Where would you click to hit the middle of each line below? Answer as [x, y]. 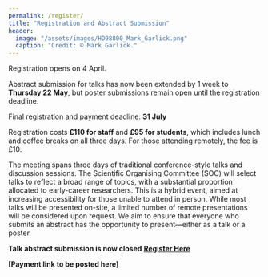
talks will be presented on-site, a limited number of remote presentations [128, 208]
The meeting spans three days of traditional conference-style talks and [125, 165]
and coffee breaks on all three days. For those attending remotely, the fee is [133, 141]
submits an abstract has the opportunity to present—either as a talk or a [127, 225]
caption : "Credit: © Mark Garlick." [76, 46]
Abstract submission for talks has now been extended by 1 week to [118, 84]
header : [21, 31]
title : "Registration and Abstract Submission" [89, 23]
